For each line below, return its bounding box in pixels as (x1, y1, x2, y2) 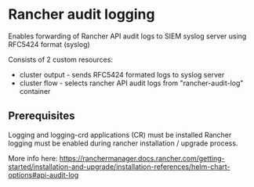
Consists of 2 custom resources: (8, 55, 114, 64)
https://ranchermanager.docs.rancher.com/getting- (59, 153, 225, 163)
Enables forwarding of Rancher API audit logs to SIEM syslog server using (8, 31, 247, 41)
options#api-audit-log (8, 170, 79, 179)
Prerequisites (8, 110, 75, 123)
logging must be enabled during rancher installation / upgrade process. (8, 138, 238, 148)
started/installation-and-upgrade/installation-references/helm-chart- (8, 162, 230, 171)
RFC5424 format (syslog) (8, 39, 90, 49)
